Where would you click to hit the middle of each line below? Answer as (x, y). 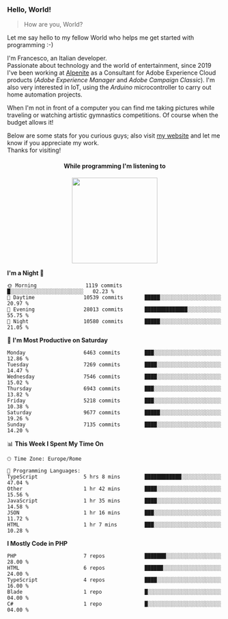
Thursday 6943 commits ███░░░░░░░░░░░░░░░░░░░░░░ (114, 388)
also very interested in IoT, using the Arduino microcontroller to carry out (109, 88)
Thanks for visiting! (34, 150)
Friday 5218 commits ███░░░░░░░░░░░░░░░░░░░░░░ (114, 401)
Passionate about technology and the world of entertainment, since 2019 (109, 66)
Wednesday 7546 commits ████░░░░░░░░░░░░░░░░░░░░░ (114, 377)
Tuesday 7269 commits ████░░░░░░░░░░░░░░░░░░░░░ (114, 364)
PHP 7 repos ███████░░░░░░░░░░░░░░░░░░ (114, 556)
